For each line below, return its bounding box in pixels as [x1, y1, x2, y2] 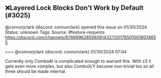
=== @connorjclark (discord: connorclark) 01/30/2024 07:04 [5, 49, 127, 54]
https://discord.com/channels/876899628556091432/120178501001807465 [5, 34, 156, 40]
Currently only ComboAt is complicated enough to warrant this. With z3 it [5, 58, 151, 64]
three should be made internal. [5, 68, 66, 74]
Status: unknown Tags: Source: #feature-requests [5, 29, 105, 35]
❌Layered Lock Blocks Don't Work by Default [5, 4, 144, 12]
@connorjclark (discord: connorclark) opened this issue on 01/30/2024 [5, 24, 147, 30]
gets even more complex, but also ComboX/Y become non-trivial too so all [5, 63, 154, 69]
